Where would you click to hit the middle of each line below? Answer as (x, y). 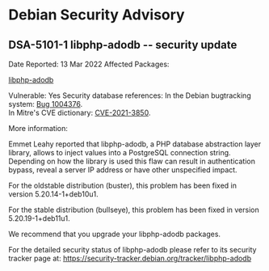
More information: (38, 128)
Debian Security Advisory (97, 15)
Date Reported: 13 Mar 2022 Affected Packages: (89, 64)
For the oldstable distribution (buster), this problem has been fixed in (122, 185)
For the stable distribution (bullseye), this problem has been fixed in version (134, 210)
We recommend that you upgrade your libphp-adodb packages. (114, 234)
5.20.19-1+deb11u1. (39, 218)
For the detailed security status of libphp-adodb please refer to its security (132, 250)
